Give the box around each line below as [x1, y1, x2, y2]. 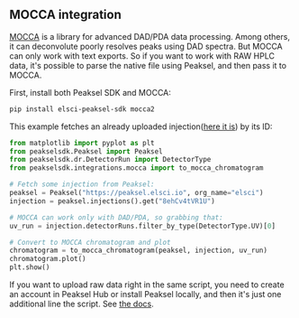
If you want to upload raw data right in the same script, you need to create [9, 279, 285, 290]
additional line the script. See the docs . [9, 298, 155, 310]
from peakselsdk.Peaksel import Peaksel [9, 146, 164, 156]
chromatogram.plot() [9, 255, 87, 264]
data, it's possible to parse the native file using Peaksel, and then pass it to [9, 60, 286, 70]
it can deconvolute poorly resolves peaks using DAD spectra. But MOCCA [9, 41, 284, 51]
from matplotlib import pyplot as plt [9, 138, 155, 147]
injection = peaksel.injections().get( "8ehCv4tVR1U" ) [9, 196, 216, 206]
